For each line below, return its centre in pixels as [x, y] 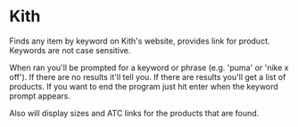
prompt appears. [40, 96]
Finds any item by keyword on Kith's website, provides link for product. [140, 41]
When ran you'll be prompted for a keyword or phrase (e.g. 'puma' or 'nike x [149, 67]
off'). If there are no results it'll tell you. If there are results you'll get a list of [148, 76]
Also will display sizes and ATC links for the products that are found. [134, 113]
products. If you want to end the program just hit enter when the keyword [144, 86]
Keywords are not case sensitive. [70, 50]
